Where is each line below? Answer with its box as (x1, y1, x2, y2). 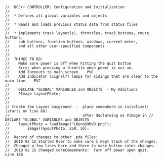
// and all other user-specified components (5, 44, 105, 49)
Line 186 (5, 152, 23, 157)
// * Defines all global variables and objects (5, 13, 107, 18)
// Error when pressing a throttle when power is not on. (5, 65, 134, 70)
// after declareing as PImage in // (5, 113, 154, 118)
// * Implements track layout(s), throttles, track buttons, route (5, 31, 149, 36)
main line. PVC (5, 78, 41, 83)
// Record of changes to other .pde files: (5, 135, 98, 140)
